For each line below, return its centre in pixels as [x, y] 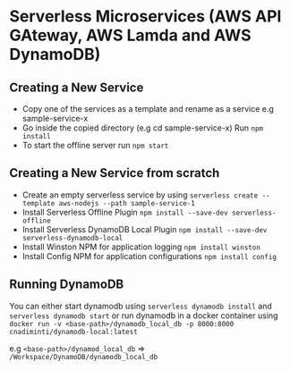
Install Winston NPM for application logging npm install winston [141, 247]
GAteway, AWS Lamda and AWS [130, 35]
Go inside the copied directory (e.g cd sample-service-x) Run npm [143, 128]
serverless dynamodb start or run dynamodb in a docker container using [144, 315]
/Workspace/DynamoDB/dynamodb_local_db [84, 357]
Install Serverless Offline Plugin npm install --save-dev [125, 212]
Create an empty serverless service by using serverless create [140, 195]
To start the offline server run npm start [95, 145]
